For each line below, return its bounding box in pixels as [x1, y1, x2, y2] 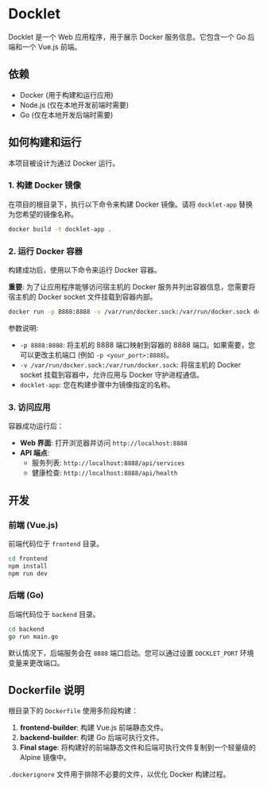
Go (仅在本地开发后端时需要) [19, 110, 114, 119]
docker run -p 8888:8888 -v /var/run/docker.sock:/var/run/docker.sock [8, 308, 250, 316]
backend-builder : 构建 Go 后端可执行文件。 [19, 733, 164, 742]
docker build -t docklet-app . [8, 225, 112, 233]
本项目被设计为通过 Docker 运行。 [8, 158, 120, 168]
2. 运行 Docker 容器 [8, 246, 83, 257]
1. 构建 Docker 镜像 [8, 180, 82, 191]
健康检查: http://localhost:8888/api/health [31, 468, 178, 478]
